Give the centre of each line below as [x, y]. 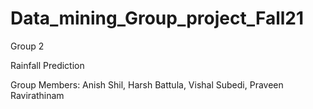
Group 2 [27, 46]
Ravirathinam [37, 95]
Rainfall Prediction [47, 65]
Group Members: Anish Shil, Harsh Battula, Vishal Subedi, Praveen [147, 84]
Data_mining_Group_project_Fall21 [157, 18]
